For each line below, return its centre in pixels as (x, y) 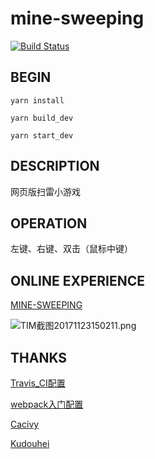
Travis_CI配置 (38, 383)
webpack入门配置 (47, 404)
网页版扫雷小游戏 (45, 191)
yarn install (37, 100)
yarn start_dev (42, 135)
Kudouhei (30, 443)
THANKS (39, 357)
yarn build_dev (42, 118)
